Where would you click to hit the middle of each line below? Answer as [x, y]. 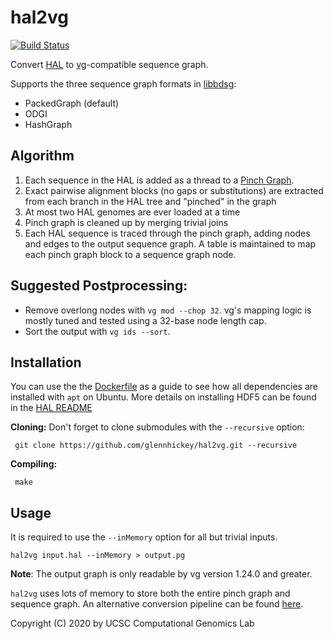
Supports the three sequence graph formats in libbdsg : [123, 83]
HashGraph [48, 124]
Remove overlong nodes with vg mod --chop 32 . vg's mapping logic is [168, 310]
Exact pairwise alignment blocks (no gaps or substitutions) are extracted [174, 190]
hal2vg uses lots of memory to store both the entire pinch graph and [150, 593]
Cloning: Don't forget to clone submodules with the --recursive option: [157, 427]
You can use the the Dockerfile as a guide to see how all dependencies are [164, 387]
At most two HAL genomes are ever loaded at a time [132, 212]
